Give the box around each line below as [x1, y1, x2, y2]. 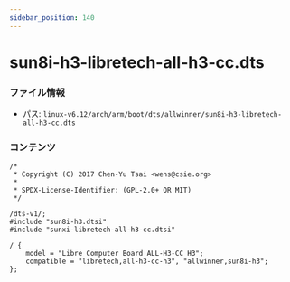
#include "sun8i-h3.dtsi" [9, 218, 107, 227]
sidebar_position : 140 [9, 13, 95, 23]
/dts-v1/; [9, 210, 47, 219]
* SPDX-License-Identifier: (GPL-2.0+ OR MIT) [13, 186, 192, 195]
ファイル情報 [9, 86, 66, 99]
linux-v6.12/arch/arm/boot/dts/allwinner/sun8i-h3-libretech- [42, 110, 283, 119]
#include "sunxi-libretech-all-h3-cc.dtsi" [9, 225, 176, 235]
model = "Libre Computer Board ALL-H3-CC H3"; [25, 249, 204, 258]
